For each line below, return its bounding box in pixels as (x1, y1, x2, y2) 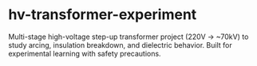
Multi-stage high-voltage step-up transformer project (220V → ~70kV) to (8, 32, 249, 41)
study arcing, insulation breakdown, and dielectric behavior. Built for (8, 40, 233, 49)
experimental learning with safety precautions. (8, 49, 161, 58)
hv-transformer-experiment (8, 6, 197, 24)
